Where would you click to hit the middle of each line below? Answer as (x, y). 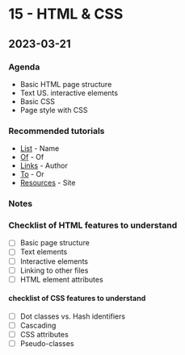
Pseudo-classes (47, 344)
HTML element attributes (61, 279)
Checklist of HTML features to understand (93, 225)
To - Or (32, 174)
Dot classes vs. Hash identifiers (73, 316)
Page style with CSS (54, 110)
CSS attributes (44, 335)
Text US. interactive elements (69, 93)
